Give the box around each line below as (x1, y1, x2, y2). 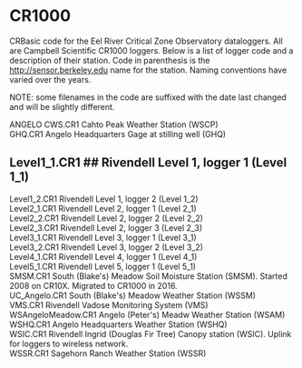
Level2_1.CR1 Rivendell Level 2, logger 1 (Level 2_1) (9, 203, 197, 214)
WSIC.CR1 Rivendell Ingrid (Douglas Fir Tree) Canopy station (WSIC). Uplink (9, 328, 292, 339)
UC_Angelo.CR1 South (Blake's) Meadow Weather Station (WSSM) (9, 290, 257, 301)
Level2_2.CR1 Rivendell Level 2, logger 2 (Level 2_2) (9, 213, 204, 224)
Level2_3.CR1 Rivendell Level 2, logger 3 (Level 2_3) (9, 222, 203, 233)
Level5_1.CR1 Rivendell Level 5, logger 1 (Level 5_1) (9, 261, 197, 272)
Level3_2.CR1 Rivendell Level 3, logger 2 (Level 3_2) (9, 242, 204, 253)
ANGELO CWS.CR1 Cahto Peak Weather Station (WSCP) (9, 119, 219, 130)
